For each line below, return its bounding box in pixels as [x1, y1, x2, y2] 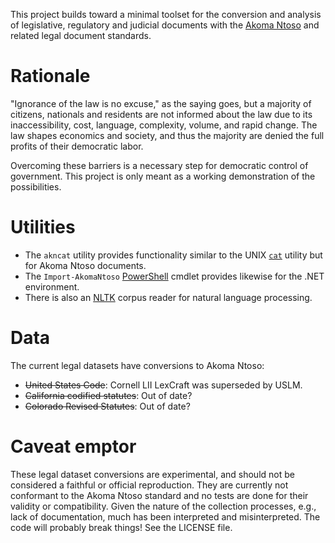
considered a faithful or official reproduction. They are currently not [10, 479, 289, 491]
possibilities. [10, 180, 62, 193]
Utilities [10, 216, 76, 239]
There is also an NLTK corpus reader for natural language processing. [24, 291, 313, 303]
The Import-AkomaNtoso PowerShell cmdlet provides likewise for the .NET [24, 270, 325, 282]
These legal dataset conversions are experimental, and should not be [10, 468, 295, 480]
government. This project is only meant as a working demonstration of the [10, 170, 316, 182]
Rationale [10, 65, 91, 88]
